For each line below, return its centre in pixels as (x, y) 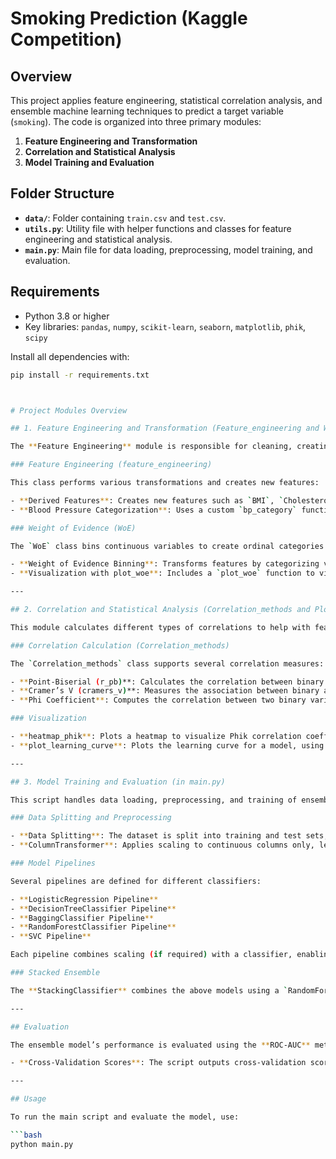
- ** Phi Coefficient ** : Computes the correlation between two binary (158, 700)
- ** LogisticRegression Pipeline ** (84, 899)
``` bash (26, 1135)
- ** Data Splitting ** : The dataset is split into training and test (156, 836)
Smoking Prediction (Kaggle (129, 18)
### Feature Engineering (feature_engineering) (111, 465)
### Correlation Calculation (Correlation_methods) (120, 645)
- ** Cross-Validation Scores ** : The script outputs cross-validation (158, 1063)
